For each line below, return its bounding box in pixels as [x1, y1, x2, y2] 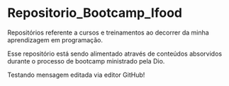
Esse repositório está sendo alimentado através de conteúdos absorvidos [7, 49, 222, 58]
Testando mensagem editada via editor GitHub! [7, 70, 145, 79]
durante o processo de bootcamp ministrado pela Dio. [7, 56, 165, 65]
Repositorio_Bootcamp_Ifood [7, 5, 183, 21]
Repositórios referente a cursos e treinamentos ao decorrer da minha [7, 28, 209, 37]
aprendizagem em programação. [7, 35, 104, 44]
